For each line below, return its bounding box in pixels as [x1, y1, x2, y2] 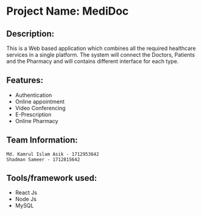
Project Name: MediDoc [6, 4, 129, 18]
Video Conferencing [15, 104, 66, 111]
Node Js [15, 196, 37, 203]
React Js [15, 189, 38, 196]
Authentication [15, 91, 52, 99]
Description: [6, 29, 55, 39]
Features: [6, 75, 44, 86]
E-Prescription [15, 111, 52, 118]
